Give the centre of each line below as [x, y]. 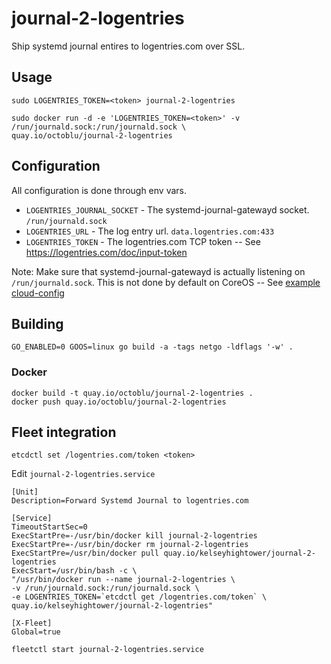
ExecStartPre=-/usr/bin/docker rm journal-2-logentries [130, 545]
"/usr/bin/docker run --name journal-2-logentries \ [123, 580]
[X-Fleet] [32, 623]
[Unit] [25, 492]
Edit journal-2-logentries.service [83, 474]
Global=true [36, 632]
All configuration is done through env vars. [99, 190]
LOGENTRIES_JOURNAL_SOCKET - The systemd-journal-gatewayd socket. [167, 209]
